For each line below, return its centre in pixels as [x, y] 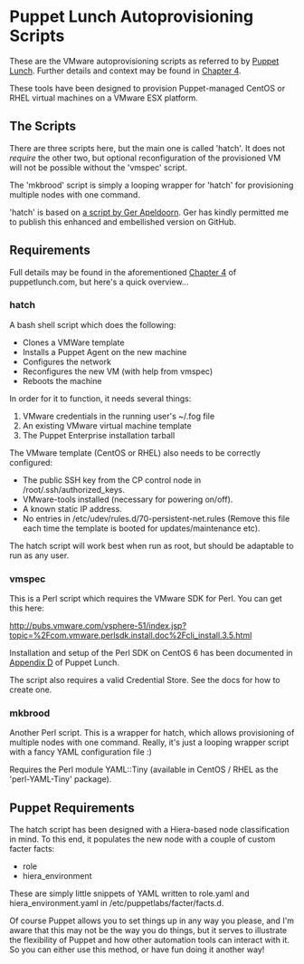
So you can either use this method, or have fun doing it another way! [137, 950]
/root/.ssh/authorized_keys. [73, 489]
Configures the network [66, 361]
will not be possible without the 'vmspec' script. [99, 167]
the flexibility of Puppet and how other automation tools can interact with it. [149, 940]
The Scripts [43, 126]
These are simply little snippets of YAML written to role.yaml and [129, 893]
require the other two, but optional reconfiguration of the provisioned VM [145, 158]
